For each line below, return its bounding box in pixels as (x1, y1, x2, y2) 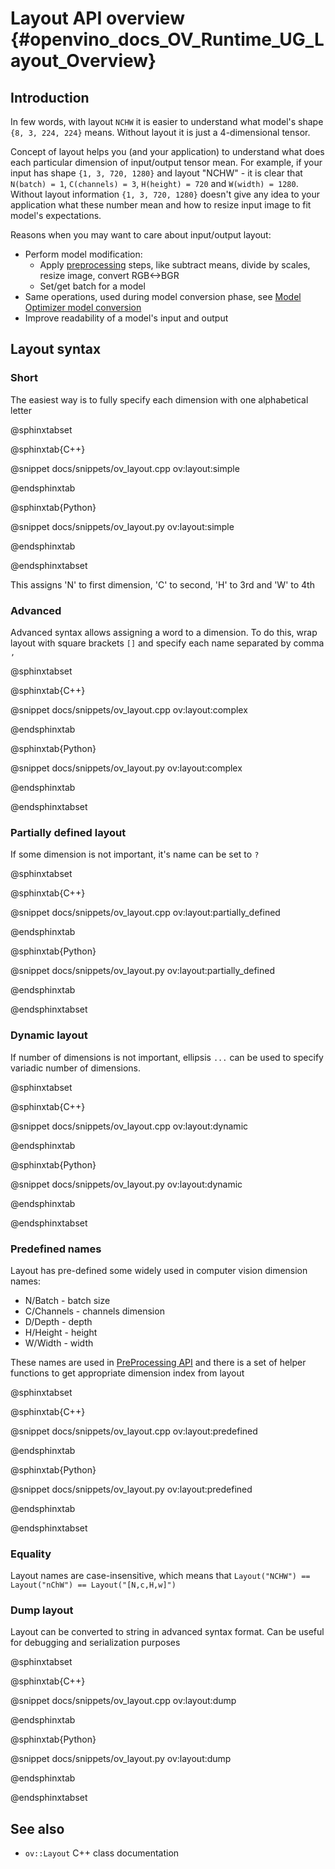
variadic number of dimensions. (10, 1062, 142, 1074)
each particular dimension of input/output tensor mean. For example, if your (10, 157, 323, 168)
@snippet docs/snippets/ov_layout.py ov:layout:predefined (10, 1483, 253, 1495)
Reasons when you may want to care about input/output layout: (10, 229, 272, 241)
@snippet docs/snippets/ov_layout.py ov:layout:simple (10, 520, 235, 532)
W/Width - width (24, 1337, 94, 1349)
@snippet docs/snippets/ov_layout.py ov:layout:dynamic (10, 1178, 243, 1190)
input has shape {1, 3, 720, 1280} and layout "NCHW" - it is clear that (10, 167, 303, 179)
